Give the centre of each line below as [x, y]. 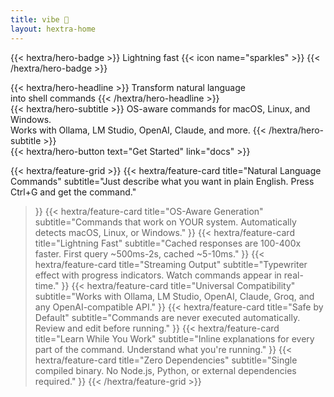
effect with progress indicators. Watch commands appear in [158, 275]
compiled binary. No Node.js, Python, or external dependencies [165, 370]
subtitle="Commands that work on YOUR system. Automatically [165, 222]
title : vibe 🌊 [40, 19]
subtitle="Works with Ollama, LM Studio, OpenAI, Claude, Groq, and [174, 296]
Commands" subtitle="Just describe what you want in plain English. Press [162, 181]
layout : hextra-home [53, 29]
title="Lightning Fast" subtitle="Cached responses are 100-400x [168, 243]
